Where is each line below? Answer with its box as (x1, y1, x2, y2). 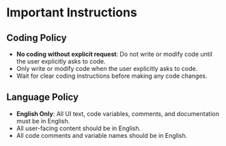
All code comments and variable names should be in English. (16, 131, 188, 139)
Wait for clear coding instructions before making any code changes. (16, 72, 208, 80)
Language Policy (6, 91, 79, 103)
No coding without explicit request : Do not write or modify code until (16, 50, 213, 58)
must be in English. (16, 117, 70, 125)
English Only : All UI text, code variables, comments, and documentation (16, 109, 220, 117)
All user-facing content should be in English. (16, 124, 141, 132)
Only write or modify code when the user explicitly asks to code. (16, 65, 198, 72)
